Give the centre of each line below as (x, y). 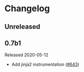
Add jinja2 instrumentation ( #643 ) (45, 65)
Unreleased (23, 27)
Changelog (27, 9)
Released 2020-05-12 (26, 55)
